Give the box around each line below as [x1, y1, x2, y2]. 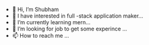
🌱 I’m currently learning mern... [12, 19, 91, 26]
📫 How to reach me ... [12, 32, 69, 39]
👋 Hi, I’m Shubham [12, 6, 59, 13]
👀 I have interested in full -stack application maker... [12, 12, 143, 19]
